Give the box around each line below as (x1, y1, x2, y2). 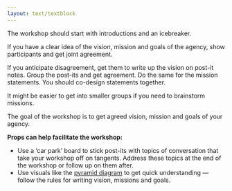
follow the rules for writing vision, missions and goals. (17, 176, 171, 184)
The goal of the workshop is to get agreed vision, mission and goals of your (7, 112, 223, 120)
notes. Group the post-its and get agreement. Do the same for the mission (7, 71, 218, 79)
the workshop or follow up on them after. (17, 161, 134, 170)
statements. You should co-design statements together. (7, 78, 166, 87)
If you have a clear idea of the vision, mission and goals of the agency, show (7, 42, 225, 51)
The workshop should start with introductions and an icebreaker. (7, 29, 192, 37)
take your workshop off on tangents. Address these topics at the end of (17, 154, 222, 162)
